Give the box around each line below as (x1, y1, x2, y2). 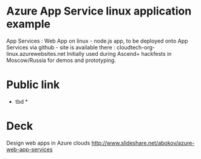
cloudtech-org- (116, 44, 155, 51)
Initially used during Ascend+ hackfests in (66, 50, 172, 57)
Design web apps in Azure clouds (6, 139, 90, 146)
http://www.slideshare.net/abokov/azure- (91, 139, 195, 146)
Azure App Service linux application (6, 4, 192, 18)
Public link (6, 78, 60, 92)
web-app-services (6, 146, 53, 153)
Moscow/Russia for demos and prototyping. (6, 56, 117, 64)
